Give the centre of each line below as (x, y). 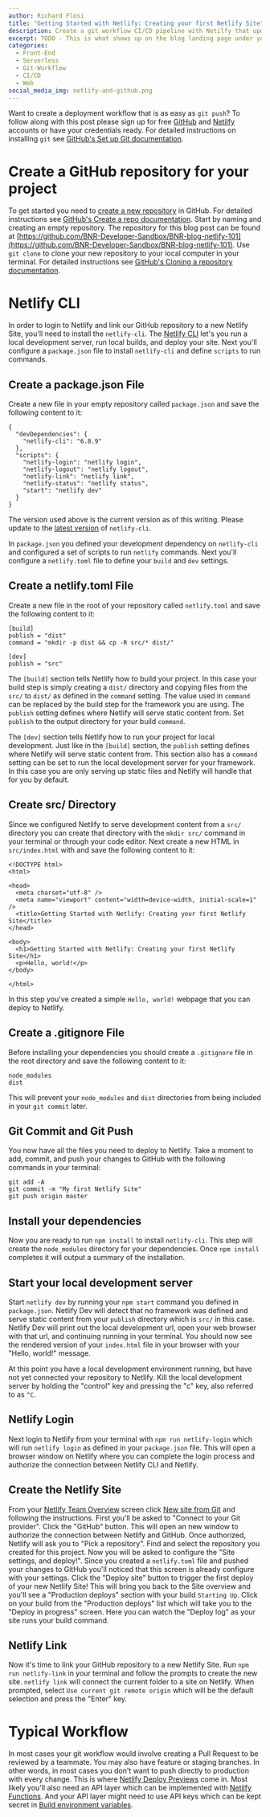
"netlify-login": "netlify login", (82, 463)
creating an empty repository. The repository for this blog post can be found (135, 228)
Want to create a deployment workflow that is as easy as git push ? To (125, 113)
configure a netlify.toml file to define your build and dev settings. (119, 561)
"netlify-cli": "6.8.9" (63, 442)
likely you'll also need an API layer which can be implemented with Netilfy (130, 1788)
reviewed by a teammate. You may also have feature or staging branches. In (134, 1762)
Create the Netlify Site (65, 1490)
